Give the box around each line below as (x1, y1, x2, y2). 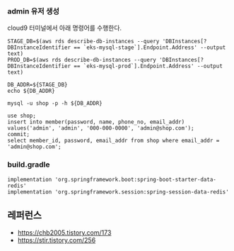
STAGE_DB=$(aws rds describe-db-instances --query (7, 38, 160, 45)
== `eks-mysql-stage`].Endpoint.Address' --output (74, 44, 226, 51)
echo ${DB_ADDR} (7, 87, 55, 95)
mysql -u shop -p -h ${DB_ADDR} (7, 100, 103, 107)
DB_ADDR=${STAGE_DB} (7, 82, 69, 89)
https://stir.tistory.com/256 (17, 236, 96, 245)
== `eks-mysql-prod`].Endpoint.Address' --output (74, 62, 223, 70)
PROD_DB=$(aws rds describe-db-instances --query (7, 57, 157, 64)
